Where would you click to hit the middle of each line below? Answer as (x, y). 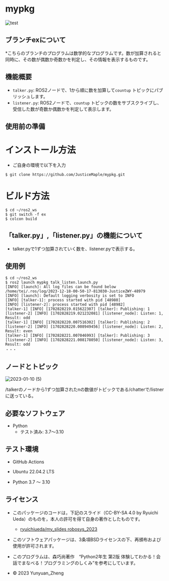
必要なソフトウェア (35, 413)
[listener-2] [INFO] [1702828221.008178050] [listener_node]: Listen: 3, (84, 340)
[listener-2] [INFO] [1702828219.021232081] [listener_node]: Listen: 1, (84, 314)
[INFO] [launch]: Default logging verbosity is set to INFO (70, 296)
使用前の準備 (25, 126)
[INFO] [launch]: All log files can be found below (61, 287)
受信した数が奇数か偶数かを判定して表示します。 (63, 109)
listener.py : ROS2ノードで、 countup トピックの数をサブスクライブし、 (87, 103)
